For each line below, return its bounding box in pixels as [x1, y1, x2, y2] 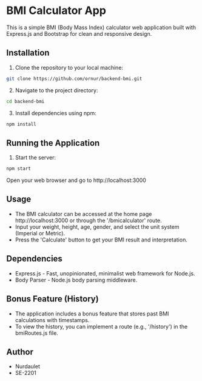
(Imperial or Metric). [15, 229, 66, 237]
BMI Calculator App [6, 4, 106, 18]
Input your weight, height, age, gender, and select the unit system [15, 223, 180, 231]
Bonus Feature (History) [6, 294, 99, 304]
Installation [6, 48, 50, 58]
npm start [6, 166, 32, 172]
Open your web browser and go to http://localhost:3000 [6, 177, 147, 184]
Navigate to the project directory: [15, 86, 98, 94]
